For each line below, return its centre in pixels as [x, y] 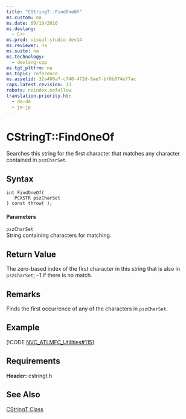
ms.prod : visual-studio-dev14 [44, 40]
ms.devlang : [21, 29]
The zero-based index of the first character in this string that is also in [93, 269]
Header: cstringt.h [29, 376]
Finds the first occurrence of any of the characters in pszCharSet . [87, 309]
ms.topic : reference [32, 74]
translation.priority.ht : [39, 96]
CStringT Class [25, 409]
